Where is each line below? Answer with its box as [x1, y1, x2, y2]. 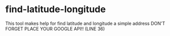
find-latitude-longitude [5, 4, 106, 15]
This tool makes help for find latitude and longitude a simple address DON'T [5, 20, 165, 26]
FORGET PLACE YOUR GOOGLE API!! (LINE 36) [5, 25, 105, 31]
